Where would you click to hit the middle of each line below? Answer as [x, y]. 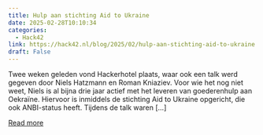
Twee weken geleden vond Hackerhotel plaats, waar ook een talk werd [123, 74]
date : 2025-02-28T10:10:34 [52, 23]
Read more [26, 123]
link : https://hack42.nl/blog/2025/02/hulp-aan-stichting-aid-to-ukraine [132, 45]
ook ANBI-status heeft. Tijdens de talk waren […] [87, 108]
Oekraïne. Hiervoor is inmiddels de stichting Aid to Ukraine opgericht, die [127, 99]
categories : [28, 30]
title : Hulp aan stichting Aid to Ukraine [79, 15]
